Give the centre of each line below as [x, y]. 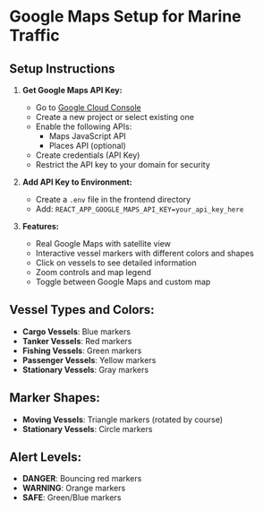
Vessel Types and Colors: [82, 310]
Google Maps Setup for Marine [125, 17]
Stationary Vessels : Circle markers [87, 429]
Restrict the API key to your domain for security [123, 165]
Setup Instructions [62, 69]
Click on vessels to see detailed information [116, 263]
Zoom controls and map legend [93, 272]
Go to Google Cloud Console [88, 108]
